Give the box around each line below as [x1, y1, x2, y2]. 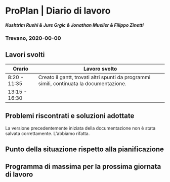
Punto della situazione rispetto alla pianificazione [5, 145, 164, 154]
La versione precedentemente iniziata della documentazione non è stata [5, 125, 156, 131]
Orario [12, 65, 29, 72]
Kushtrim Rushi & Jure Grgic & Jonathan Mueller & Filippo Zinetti [5, 22, 144, 28]
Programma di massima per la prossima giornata [5, 162, 161, 171]
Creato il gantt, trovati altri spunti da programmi [38, 74, 151, 81]
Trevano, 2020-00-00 [5, 35, 62, 42]
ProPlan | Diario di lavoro [5, 5, 111, 17]
